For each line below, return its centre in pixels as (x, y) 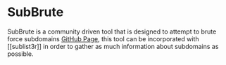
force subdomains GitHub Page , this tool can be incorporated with (103, 38)
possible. (20, 54)
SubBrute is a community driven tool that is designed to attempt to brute (112, 31)
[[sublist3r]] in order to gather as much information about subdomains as (113, 46)
